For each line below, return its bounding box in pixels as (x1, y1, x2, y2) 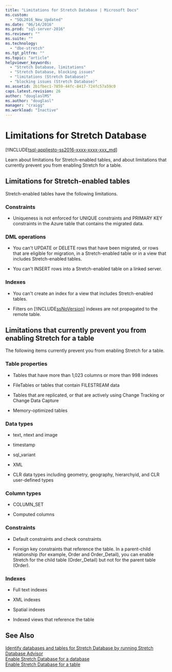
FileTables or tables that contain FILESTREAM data (12, 382, 120, 388)
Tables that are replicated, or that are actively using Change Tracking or (12, 392, 165, 398)
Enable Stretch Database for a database (5, 656, 90, 662)
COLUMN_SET (12, 501, 44, 508)
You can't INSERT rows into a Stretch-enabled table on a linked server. (12, 266, 162, 272)
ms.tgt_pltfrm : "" (5, 50, 45, 55)
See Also (5, 631, 34, 640)
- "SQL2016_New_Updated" (10, 17, 63, 22)
